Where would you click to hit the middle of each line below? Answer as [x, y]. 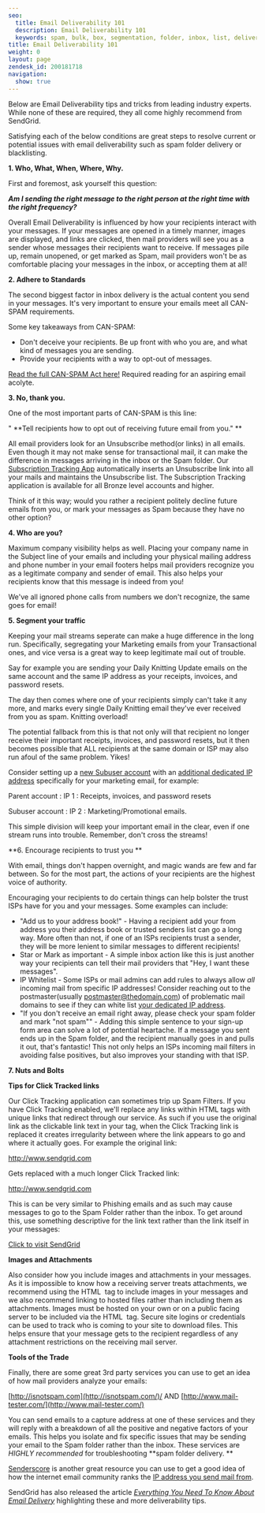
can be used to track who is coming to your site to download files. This [123, 1325]
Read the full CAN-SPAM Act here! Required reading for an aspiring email [127, 374]
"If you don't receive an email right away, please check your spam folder [138, 1013]
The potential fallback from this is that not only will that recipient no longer [129, 732]
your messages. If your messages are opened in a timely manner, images [127, 230]
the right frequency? [43, 207]
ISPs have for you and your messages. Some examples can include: [118, 906]
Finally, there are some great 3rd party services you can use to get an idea [129, 1372]
